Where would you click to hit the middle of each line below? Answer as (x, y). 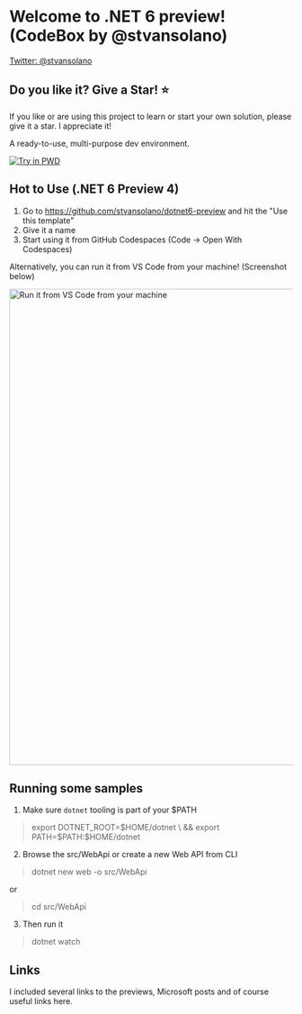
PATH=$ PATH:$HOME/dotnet (86, 837)
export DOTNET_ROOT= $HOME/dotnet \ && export (125, 828)
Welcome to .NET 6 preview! (118, 17)
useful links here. (41, 1001)
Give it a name (49, 230)
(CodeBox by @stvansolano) (119, 36)
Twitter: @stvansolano (51, 60)
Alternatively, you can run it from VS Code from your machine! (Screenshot (148, 267)
